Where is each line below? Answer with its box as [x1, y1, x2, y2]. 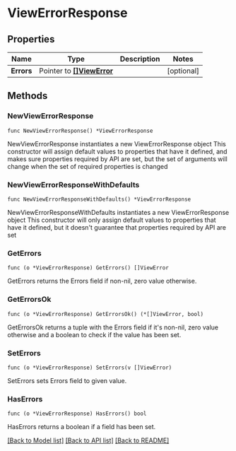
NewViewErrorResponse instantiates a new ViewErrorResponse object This [7, 139, 226, 148]
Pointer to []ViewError [38, 66, 114, 76]
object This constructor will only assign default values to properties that [7, 216, 217, 224]
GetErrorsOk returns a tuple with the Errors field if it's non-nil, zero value [7, 323, 219, 332]
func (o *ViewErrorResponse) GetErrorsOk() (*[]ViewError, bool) [7, 310, 203, 317]
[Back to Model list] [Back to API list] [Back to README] [7, 436, 170, 445]
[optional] [167, 66, 200, 76]
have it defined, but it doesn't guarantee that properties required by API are [7, 223, 226, 231]
